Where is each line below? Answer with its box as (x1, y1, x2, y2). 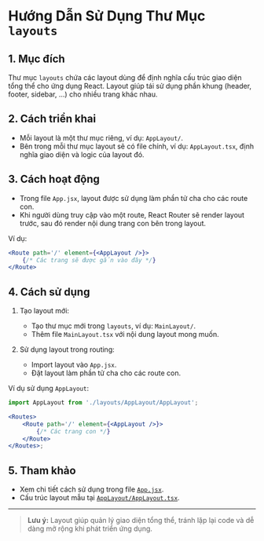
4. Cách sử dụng (8, 285, 90, 298)
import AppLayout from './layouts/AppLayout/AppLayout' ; (8, 399, 199, 407)
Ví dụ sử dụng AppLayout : (8, 384, 89, 393)
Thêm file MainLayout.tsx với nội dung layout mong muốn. (31, 330, 219, 339)
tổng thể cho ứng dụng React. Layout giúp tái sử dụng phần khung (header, (8, 82, 252, 90)
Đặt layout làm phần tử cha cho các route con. (31, 368, 181, 378)
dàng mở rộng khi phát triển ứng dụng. (27, 524, 153, 533)
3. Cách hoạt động (8, 173, 101, 186)
